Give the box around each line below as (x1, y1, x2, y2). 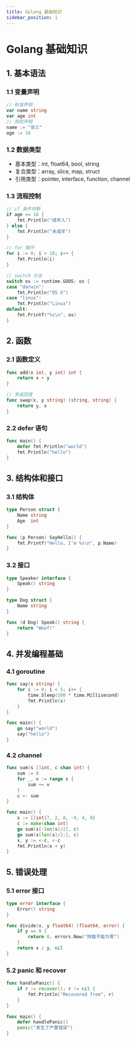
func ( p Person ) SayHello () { (6, 534, 82, 540)
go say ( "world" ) (17, 726, 58, 732)
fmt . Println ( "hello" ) (17, 449, 71, 455)
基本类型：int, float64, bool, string (14, 160, 100, 167)
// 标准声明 (6, 102, 33, 108)
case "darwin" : (6, 284, 45, 290)
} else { (6, 223, 28, 229)
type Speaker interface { (6, 575, 71, 581)
